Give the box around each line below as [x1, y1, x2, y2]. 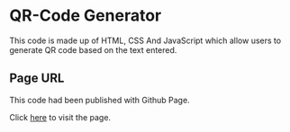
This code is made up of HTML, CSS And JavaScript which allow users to [9, 35, 282, 46]
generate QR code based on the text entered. [9, 44, 177, 55]
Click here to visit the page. [9, 111, 111, 122]
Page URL [9, 71, 65, 86]
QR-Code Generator [9, 5, 162, 26]
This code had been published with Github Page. [9, 94, 191, 105]
